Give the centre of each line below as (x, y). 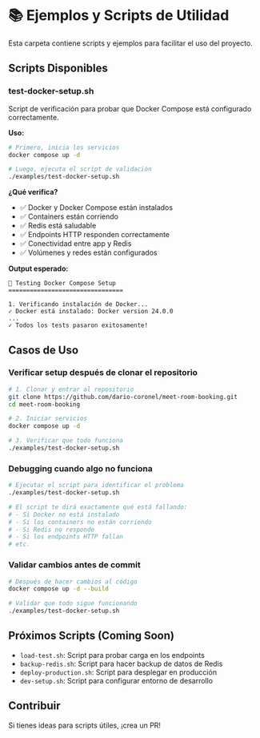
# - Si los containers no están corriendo (80, 522)
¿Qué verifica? (33, 192)
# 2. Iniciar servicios (48, 419)
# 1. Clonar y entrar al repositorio (71, 389)
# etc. (19, 544)
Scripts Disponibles (58, 69)
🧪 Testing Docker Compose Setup (62, 284)
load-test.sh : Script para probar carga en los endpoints (112, 655)
